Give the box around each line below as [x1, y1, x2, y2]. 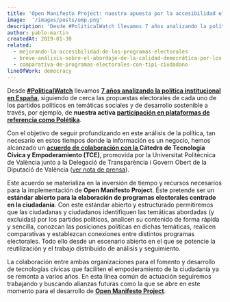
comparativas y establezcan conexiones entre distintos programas [7, 229, 195, 237]
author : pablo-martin [7, 29, 69, 36]
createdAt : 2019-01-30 [7, 36, 72, 43]
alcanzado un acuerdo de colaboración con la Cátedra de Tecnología [7, 143, 205, 152]
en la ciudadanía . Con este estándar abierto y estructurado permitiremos [7, 200, 214, 209]
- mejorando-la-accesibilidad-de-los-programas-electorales [13, 49, 188, 56]
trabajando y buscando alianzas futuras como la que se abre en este [7, 279, 201, 288]
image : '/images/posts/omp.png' [7, 16, 103, 23]
